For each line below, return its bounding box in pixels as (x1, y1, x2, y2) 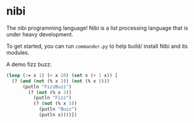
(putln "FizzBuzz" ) (22, 84, 72, 90)
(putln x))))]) (38, 112, 78, 118)
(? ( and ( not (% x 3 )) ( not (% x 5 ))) (12, 78, 110, 84)
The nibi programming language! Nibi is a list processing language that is (6, 24, 189, 32)
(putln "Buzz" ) (38, 106, 78, 113)
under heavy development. (6, 30, 74, 38)
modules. (6, 48, 30, 56)
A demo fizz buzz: (6, 61, 52, 68)
